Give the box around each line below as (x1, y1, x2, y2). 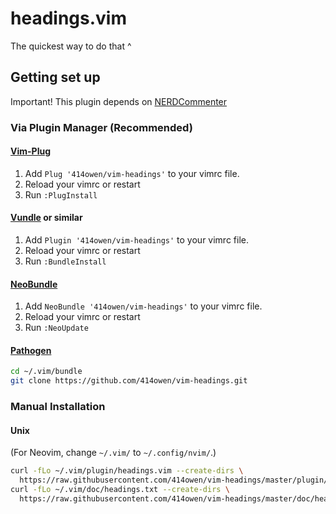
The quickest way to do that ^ (10, 40, 132, 52)
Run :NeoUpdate (24, 322, 89, 334)
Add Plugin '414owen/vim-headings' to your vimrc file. (24, 234, 249, 246)
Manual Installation (10, 400, 106, 414)
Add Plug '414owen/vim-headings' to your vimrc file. (24, 167, 240, 179)
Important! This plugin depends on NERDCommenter (10, 95, 228, 107)
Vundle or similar (10, 212, 83, 224)
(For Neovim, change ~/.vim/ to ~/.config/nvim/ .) (10, 447, 217, 459)
